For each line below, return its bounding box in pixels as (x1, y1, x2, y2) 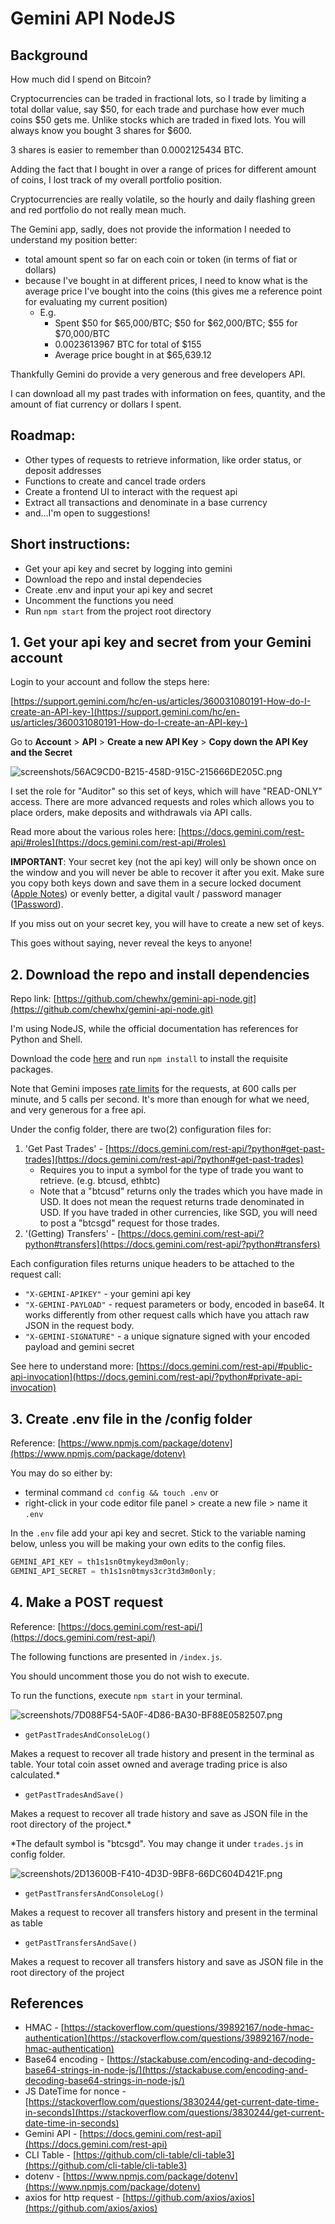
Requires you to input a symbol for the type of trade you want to (39, 1164, 304, 1176)
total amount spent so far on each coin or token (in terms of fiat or (24, 253, 298, 265)
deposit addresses (24, 464, 102, 476)
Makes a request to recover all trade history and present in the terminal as (10, 1747, 315, 1759)
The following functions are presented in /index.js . (10, 1650, 223, 1662)
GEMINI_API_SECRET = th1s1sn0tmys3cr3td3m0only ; (10, 1566, 217, 1576)
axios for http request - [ (24, 2192, 127, 2204)
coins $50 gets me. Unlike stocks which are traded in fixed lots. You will (10, 114, 307, 126)
